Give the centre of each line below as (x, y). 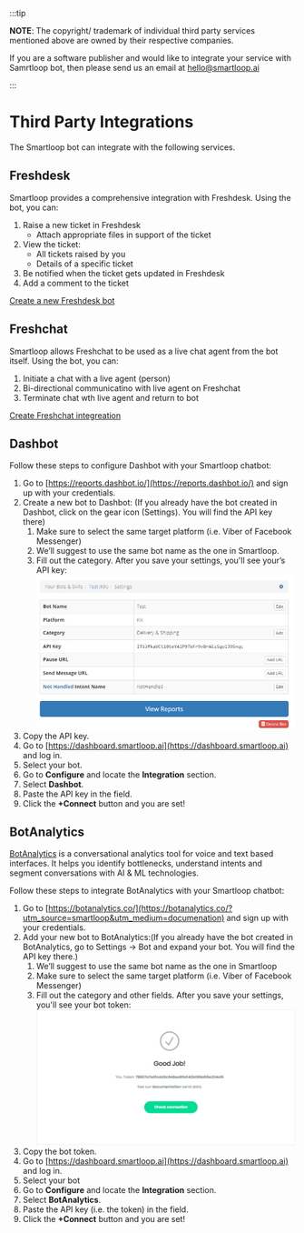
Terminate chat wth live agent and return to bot (111, 397)
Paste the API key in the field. (78, 794)
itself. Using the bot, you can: (64, 361)
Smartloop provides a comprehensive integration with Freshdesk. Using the (151, 197)
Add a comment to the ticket (76, 283)
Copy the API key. (56, 736)
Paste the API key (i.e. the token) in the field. (105, 1209)
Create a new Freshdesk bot (62, 300)
